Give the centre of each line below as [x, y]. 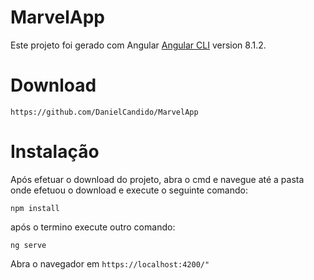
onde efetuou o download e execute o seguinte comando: [129, 190]
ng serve [28, 245]
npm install [35, 208]
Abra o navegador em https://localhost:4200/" [110, 263]
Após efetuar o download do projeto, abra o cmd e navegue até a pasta [157, 179]
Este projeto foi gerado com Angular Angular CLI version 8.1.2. [138, 45]
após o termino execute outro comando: [93, 227]
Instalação [55, 152]
